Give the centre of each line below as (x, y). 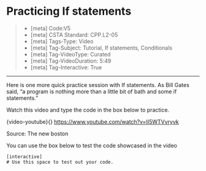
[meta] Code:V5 (51, 28)
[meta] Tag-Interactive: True (66, 67)
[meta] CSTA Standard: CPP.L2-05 (74, 34)
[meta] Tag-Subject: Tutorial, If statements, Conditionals (101, 48)
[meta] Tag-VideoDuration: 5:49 (71, 61)
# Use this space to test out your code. (60, 162)
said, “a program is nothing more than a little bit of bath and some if (92, 91)
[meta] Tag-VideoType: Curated (71, 54)
